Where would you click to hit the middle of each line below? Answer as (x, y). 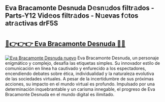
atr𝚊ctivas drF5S (32, 23)
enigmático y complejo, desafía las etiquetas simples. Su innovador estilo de (82, 63)
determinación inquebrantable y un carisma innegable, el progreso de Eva (80, 89)
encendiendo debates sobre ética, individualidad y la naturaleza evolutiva (80, 74)
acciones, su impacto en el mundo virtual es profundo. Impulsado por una (80, 84)
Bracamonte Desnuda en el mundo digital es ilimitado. (60, 94)
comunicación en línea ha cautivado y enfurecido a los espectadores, (76, 68)
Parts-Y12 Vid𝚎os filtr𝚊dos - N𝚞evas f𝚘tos (72, 16)
